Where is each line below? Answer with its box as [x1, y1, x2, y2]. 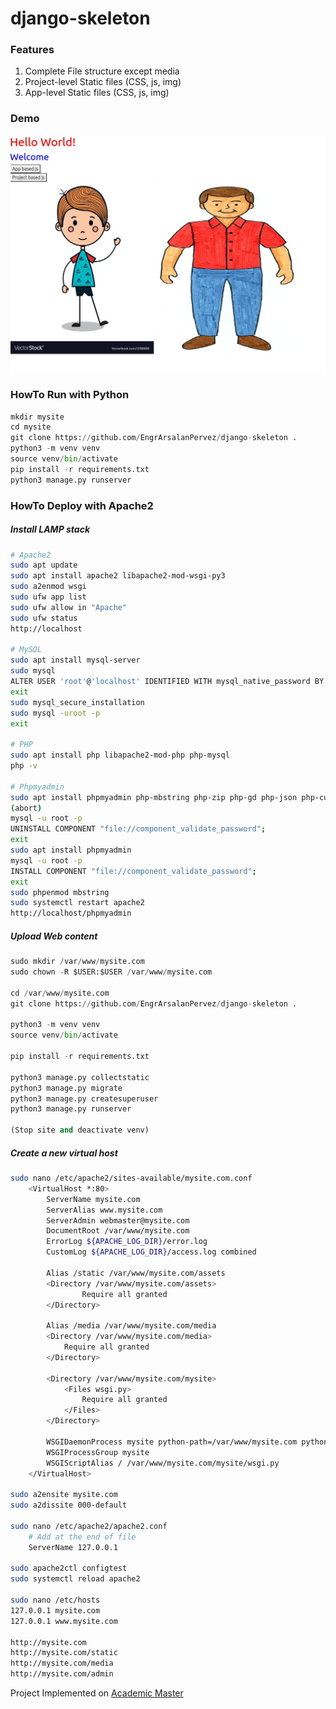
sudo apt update [10, 560, 78, 571]
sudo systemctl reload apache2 [10, 1574, 141, 1584]
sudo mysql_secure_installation [10, 697, 145, 707]
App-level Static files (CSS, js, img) [24, 87, 170, 99]
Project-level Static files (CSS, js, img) [24, 76, 182, 88]
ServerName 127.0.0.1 [28, 1542, 118, 1552]
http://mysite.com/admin [10, 1669, 114, 1679]
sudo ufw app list [10, 592, 87, 602]
